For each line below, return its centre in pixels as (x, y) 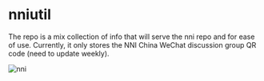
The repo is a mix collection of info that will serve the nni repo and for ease (132, 37)
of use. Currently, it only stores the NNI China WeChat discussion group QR (132, 44)
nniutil (30, 15)
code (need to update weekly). (59, 53)
